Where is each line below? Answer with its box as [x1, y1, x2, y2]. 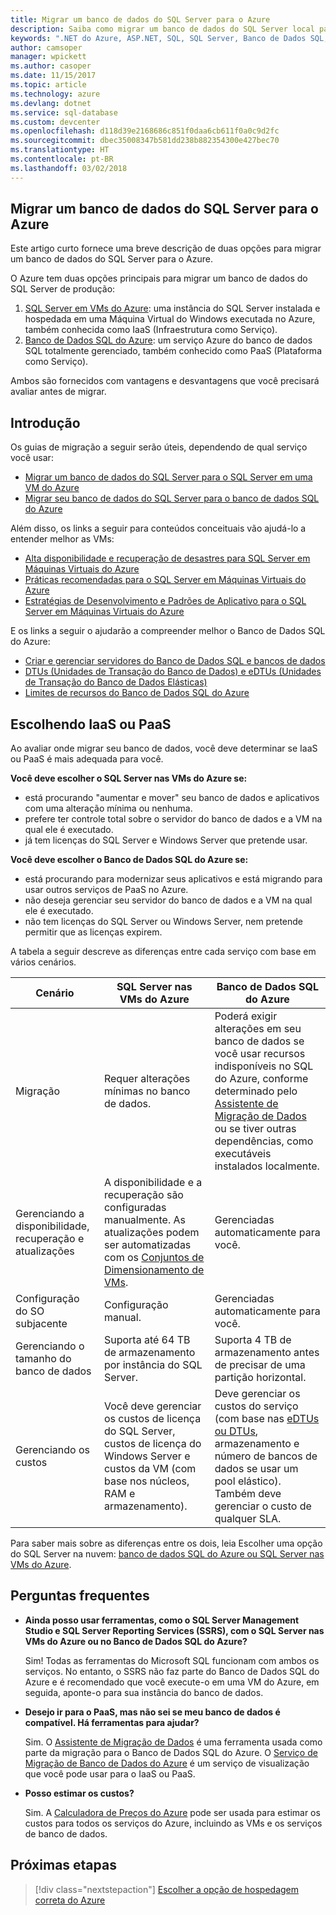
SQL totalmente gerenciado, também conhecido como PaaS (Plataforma [24, 345, 322, 357]
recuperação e [15, 1232, 85, 1246]
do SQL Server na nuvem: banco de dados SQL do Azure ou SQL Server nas [10, 1548, 325, 1560]
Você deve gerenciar [103, 1399, 202, 1413]
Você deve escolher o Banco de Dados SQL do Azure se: [10, 854, 249, 866]
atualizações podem [103, 1226, 200, 1240]
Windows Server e [103, 1449, 191, 1463]
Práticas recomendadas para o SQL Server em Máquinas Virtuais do [24, 574, 307, 586]
